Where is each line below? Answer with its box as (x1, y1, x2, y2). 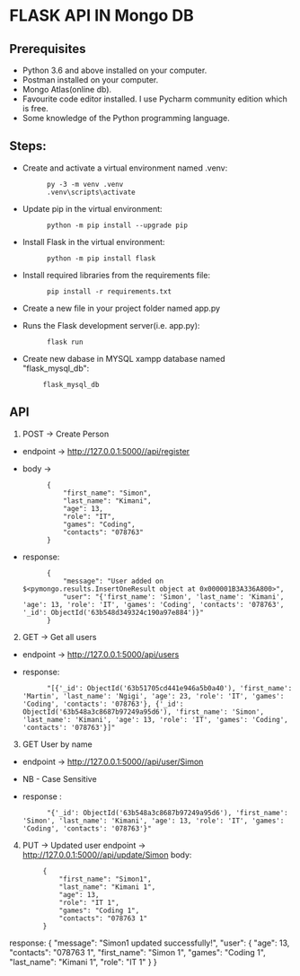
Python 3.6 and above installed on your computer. (22, 65, 207, 75)
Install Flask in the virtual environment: (22, 236, 165, 247)
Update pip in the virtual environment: (22, 203, 163, 214)
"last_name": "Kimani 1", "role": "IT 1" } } (9, 956, 157, 967)
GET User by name (22, 738, 93, 750)
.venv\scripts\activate (46, 188, 137, 197)
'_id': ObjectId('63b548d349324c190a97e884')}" (22, 608, 204, 617)
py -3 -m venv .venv (46, 180, 124, 189)
